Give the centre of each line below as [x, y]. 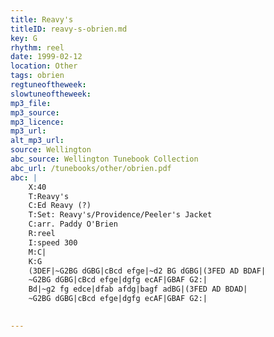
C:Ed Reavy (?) [60, 206]
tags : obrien [37, 76]
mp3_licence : [37, 122]
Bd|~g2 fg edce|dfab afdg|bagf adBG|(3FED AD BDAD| [138, 289]
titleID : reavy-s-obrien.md [69, 29]
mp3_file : [31, 103]
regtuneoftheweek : [48, 85]
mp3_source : [35, 112]
